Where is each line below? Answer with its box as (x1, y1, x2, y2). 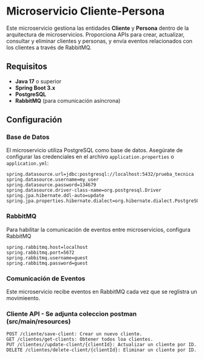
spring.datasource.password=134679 (6, 182, 97, 188)
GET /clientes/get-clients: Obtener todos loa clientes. (6, 336, 154, 343)
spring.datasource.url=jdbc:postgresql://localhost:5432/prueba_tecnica (6, 172, 194, 178)
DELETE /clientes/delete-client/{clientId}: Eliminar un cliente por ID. (6, 347, 197, 354)
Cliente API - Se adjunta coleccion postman (6, 309, 137, 318)
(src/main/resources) (6, 317, 71, 326)
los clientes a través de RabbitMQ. (6, 44, 92, 51)
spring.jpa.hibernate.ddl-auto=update (6, 193, 104, 199)
